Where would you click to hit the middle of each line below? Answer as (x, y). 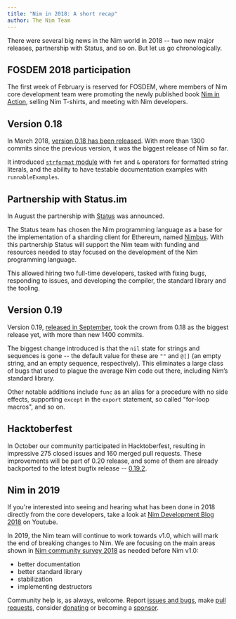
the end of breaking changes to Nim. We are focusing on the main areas (111, 543)
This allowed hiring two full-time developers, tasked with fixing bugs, (107, 273)
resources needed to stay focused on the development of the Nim (103, 252)
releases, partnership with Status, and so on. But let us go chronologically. (115, 48)
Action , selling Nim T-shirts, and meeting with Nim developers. (98, 102)
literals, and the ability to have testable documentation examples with (107, 170)
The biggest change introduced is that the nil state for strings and (104, 348)
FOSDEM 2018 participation (69, 70)
